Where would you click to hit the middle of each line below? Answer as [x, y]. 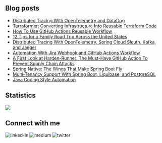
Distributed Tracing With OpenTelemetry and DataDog [69, 20]
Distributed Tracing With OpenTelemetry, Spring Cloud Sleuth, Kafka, [84, 42]
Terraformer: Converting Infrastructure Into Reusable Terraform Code [85, 26]
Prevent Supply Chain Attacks [43, 63]
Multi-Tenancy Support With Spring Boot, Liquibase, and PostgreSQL [84, 74]
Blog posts [22, 8]
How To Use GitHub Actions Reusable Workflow [62, 31]
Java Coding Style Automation [44, 79]
